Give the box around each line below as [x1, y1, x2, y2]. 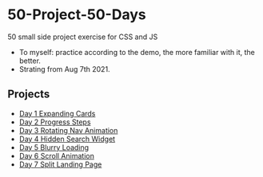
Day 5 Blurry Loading [18, 142, 90, 152]
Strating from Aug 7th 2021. [18, 64, 110, 73]
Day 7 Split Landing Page [18, 159, 102, 169]
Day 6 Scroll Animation [18, 151, 95, 160]
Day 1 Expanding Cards [18, 108, 96, 118]
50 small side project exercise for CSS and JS [7, 32, 158, 41]
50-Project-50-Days [7, 6, 146, 24]
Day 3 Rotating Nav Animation [18, 125, 118, 135]
